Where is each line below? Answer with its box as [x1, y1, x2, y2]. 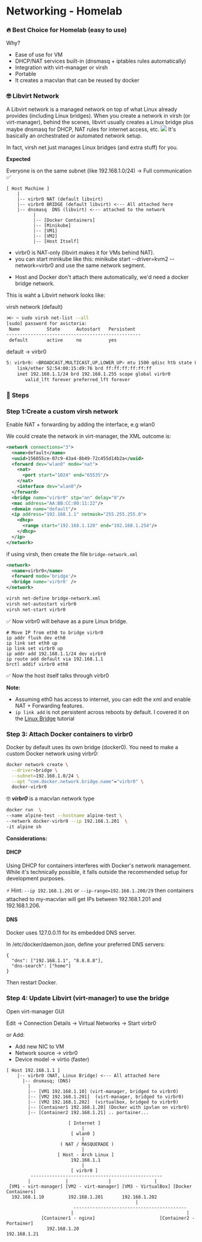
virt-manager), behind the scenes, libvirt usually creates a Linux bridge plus [6, 118, 194, 125]
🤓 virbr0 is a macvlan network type [6, 795, 95, 802]
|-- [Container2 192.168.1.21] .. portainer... [28, 1109, 149, 1115]
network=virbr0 [14, 261, 54, 269]
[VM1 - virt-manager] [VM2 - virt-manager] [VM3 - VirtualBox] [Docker [8, 1183, 192, 1190]
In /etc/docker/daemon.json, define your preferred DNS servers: [6, 941, 165, 948]
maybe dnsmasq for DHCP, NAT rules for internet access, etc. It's [6, 125, 176, 133]
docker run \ [6, 807, 42, 813]
